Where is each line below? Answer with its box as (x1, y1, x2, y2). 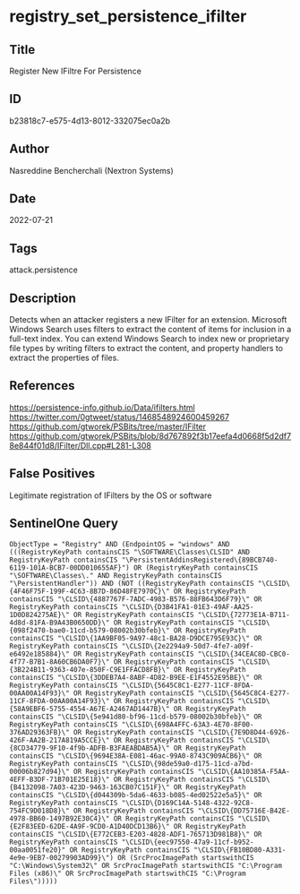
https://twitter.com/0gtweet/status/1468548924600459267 (9, 411, 230, 422)
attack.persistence (9, 264, 78, 275)
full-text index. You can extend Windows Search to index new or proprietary (9, 333, 289, 344)
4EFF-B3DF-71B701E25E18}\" (9, 775, 110, 784)
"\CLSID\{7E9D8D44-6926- (197, 727, 291, 736)
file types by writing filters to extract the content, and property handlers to (9, 343, 284, 354)
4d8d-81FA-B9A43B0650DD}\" (9, 618, 110, 627)
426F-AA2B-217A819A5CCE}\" (9, 735, 110, 744)
